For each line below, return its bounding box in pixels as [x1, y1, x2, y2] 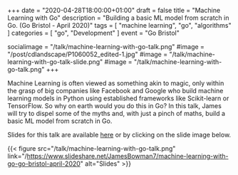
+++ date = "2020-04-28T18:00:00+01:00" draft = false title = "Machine [7, 6, 221, 14]
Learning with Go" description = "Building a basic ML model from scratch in [7, 14, 229, 22]
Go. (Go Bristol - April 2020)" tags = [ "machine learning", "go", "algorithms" [7, 21, 232, 29]
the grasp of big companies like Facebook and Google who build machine [7, 87, 224, 95]
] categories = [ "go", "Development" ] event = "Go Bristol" [7, 28, 180, 37]
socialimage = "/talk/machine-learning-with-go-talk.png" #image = [7, 43, 205, 51]
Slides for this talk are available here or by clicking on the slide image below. [7, 131, 232, 139]
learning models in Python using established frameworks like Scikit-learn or [7, 94, 229, 102]
